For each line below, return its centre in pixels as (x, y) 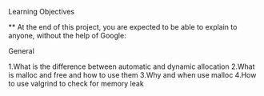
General (21, 51)
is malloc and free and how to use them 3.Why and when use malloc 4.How (132, 75)
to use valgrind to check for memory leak (76, 84)
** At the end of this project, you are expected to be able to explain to (123, 27)
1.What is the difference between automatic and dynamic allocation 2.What (132, 66)
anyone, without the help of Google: (67, 36)
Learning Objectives (41, 12)
